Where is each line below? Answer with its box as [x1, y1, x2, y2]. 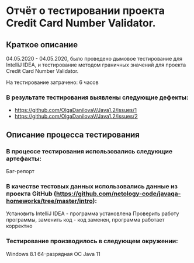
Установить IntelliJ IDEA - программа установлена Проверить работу [6, 210, 179, 217]
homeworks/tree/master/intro [6, 197, 93, 205]
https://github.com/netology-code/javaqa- [56, 190, 181, 198]
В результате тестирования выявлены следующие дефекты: [6, 93, 189, 101]
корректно [6, 223, 33, 230]
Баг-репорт [6, 167, 35, 174]
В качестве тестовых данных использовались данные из [6, 182, 178, 190]
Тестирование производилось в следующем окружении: [6, 237, 178, 246]
